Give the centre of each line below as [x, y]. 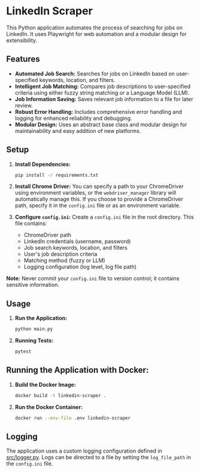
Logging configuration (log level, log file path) [80, 267]
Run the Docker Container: [49, 407]
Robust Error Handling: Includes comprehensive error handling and [99, 111]
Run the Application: [41, 318]
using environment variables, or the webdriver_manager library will [96, 193]
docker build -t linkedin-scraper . [60, 395]
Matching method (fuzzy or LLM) [65, 260]
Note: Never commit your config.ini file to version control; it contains [93, 278]
